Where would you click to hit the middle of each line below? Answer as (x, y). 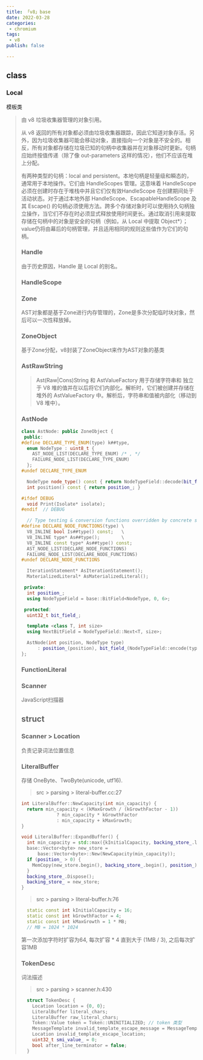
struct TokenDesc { (51, 1000)
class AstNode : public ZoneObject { (67, 431)
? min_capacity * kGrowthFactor (97, 815)
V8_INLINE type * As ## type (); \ (76, 537)
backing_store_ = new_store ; (63, 882)
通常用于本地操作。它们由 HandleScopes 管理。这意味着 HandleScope (108, 183)
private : (35, 588)
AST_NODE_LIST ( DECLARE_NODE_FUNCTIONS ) (77, 549)
